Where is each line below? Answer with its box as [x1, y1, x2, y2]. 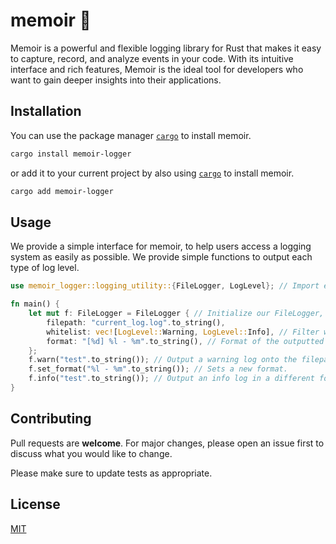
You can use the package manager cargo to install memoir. [10, 129, 252, 141]
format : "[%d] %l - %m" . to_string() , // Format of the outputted [46, 336, 325, 346]
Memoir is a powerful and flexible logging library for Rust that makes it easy [10, 42, 322, 54]
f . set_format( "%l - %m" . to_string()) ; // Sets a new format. [28, 364, 288, 374]
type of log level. [10, 262, 80, 274]
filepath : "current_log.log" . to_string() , [46, 317, 226, 328]
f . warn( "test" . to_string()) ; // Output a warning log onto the [28, 355, 298, 365]
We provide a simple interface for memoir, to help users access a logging [10, 240, 312, 253]
